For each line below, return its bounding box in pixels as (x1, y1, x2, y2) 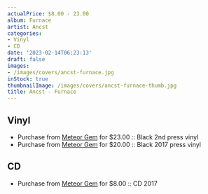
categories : (7, 29, 42, 37)
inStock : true (7, 75, 49, 83)
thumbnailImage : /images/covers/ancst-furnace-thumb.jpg (7, 82, 177, 89)
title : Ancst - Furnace (7, 88, 77, 95)
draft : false (7, 56, 46, 63)
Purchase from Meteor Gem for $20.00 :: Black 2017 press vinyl (17, 140, 202, 148)
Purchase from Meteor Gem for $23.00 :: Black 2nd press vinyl (17, 132, 199, 141)
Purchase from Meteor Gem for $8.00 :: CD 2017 (17, 179, 158, 188)
